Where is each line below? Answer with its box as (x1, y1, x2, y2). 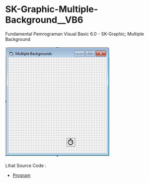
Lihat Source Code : (5, 162, 47, 168)
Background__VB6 (5, 14, 84, 26)
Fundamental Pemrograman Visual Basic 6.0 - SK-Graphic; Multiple (5, 31, 144, 37)
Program (12, 172, 31, 178)
